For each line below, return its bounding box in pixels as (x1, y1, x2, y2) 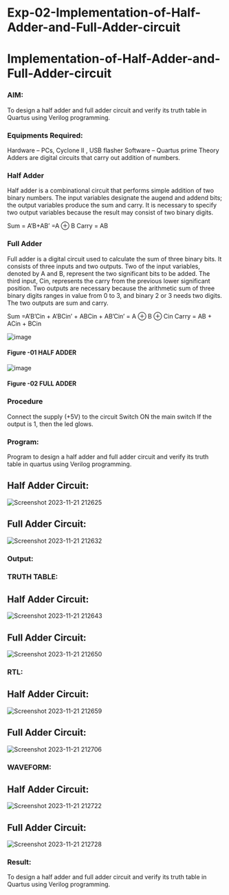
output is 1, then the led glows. (7, 419, 94, 428)
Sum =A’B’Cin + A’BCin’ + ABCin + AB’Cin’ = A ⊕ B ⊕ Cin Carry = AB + (7, 312, 212, 320)
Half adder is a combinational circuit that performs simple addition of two (7, 186, 215, 194)
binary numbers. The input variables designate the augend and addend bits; (7, 194, 222, 202)
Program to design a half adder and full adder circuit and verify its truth (7, 452, 209, 461)
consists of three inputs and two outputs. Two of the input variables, (7, 262, 201, 270)
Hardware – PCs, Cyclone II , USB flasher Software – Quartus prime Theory (7, 146, 219, 154)
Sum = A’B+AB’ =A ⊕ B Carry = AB (7, 222, 109, 230)
